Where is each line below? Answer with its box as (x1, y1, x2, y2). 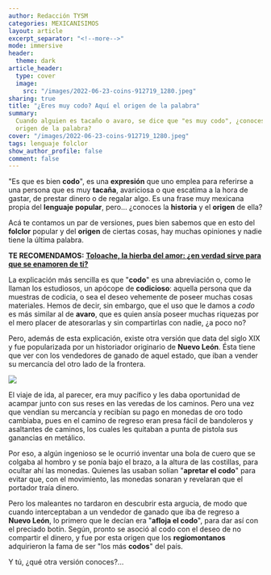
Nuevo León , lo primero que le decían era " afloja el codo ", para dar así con (8, 516, 259, 526)
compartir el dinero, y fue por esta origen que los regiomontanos (8, 533, 226, 543)
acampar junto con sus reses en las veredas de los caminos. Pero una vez (8, 399, 255, 409)
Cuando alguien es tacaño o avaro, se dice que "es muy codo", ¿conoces (15, 117, 265, 125)
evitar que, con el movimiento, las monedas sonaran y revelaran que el (8, 474, 244, 485)
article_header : (8, 65, 63, 73)
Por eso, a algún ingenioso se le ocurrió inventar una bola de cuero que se (8, 449, 256, 459)
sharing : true (8, 94, 56, 103)
